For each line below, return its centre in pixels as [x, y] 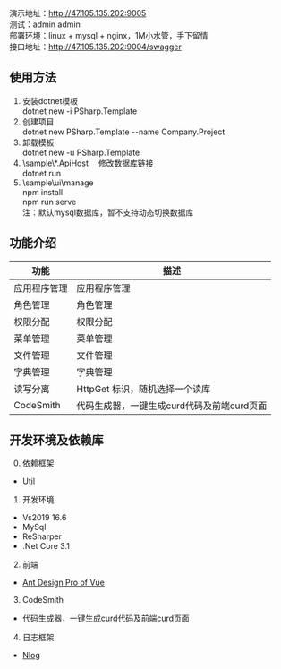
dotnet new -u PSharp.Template [81, 152]
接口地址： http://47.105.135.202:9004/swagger [95, 47]
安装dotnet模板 [50, 100]
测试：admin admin [45, 24]
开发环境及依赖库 [56, 440]
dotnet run [42, 173]
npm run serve [49, 202]
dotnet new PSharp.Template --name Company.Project [123, 132]
